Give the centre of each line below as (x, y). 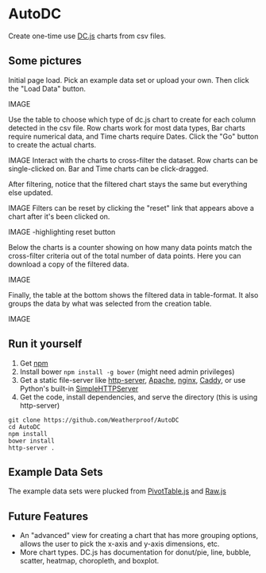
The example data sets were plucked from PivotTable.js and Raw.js (117, 491)
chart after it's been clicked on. (59, 216)
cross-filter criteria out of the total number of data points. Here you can (125, 255)
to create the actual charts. (52, 145)
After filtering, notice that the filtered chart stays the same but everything (128, 184)
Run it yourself (45, 344)
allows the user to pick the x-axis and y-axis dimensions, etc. (120, 544)
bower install (32, 441)
